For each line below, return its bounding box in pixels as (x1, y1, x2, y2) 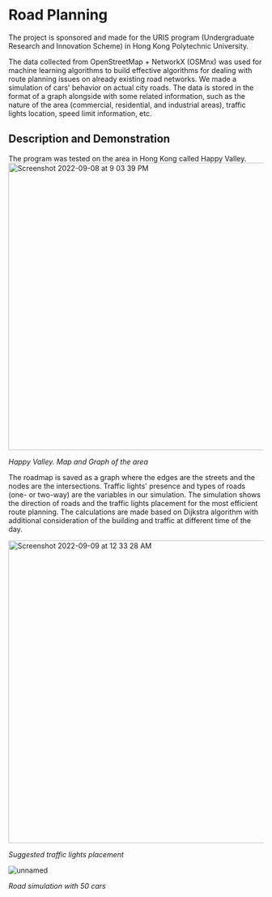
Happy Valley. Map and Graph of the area (8, 457, 148, 466)
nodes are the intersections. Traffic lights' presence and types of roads (8, 481, 245, 491)
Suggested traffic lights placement (8, 849, 124, 859)
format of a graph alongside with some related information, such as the (8, 91, 245, 101)
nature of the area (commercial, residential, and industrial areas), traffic (8, 100, 247, 109)
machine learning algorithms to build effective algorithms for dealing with (8, 65, 253, 75)
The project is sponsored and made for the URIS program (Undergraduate (8, 32, 255, 42)
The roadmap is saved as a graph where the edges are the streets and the (8, 472, 256, 482)
